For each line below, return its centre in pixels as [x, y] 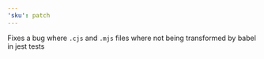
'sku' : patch [29, 15]
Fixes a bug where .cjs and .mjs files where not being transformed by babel [132, 38]
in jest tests [26, 46]
